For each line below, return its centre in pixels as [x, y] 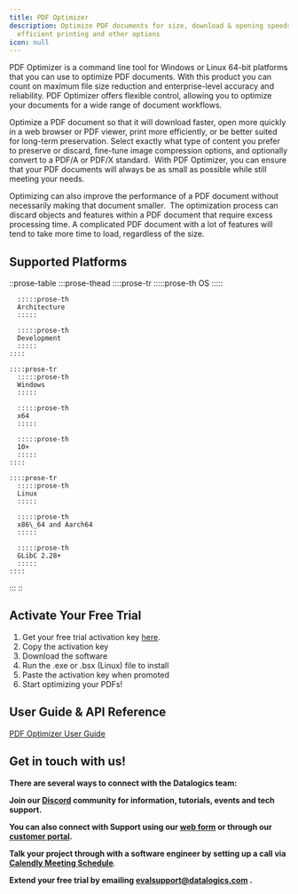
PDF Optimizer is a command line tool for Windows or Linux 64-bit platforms [149, 67]
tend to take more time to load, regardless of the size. [107, 234]
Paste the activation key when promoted [96, 675]
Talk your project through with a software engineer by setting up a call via [148, 853]
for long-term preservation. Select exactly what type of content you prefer [145, 141]
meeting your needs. [47, 179]
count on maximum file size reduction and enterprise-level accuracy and [142, 86]
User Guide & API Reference [88, 712]
